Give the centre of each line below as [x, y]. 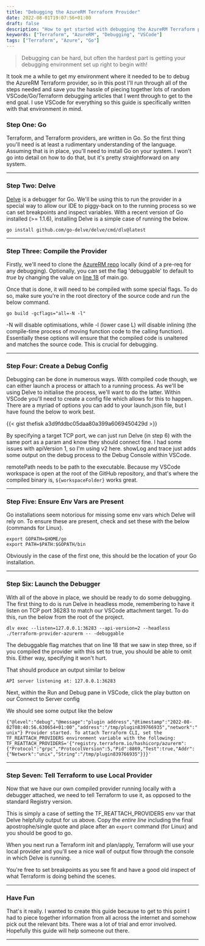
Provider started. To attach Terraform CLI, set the [94, 733]
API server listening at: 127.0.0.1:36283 [61, 681]
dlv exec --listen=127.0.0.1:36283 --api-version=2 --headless [88, 628]
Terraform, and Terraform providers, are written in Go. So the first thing [96, 138]
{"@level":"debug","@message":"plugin [56, 722]
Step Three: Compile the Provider [57, 251]
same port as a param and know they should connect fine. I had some [94, 442]
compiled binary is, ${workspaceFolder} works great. [72, 480]
